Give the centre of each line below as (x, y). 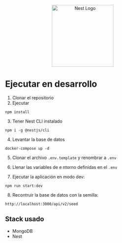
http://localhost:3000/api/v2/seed (42, 204)
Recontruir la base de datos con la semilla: (55, 195)
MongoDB (22, 231)
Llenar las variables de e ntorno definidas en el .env (65, 167)
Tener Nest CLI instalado (37, 121)
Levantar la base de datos (38, 139)
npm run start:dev (24, 186)
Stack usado (25, 219)
